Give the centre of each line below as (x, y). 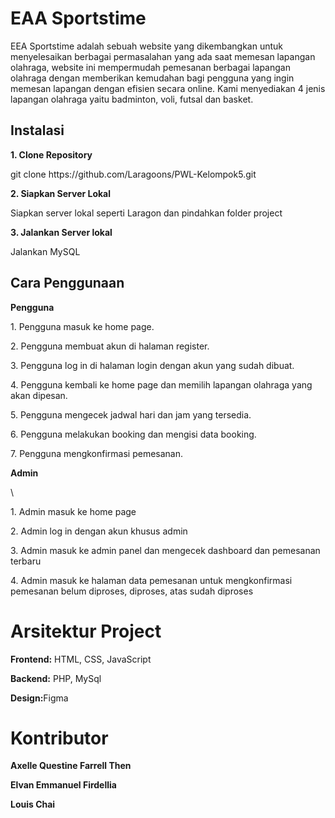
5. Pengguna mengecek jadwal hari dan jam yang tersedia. (131, 414)
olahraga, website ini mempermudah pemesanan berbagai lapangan (150, 67)
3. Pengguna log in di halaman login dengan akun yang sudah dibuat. (152, 365)
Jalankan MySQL (45, 251)
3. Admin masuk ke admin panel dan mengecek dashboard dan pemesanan (165, 550)
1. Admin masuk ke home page (73, 511)
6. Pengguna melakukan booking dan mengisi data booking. (133, 434)
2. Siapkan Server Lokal (61, 193)
